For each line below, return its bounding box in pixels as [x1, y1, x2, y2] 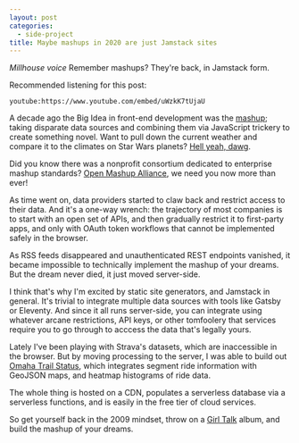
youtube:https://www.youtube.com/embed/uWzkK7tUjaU [9, 97, 205, 106]
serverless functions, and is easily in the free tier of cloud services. [9, 397, 257, 407]
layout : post [9, 13, 58, 22]
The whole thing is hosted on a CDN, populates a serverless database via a [9, 388, 286, 398]
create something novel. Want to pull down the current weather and [9, 131, 257, 143]
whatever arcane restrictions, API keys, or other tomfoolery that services [9, 314, 277, 326]
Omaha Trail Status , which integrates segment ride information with [9, 361, 257, 372]
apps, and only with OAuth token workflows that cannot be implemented [9, 223, 275, 234]
